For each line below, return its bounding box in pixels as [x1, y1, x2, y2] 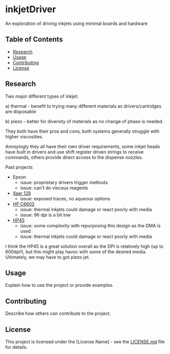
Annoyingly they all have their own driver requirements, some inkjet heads [5, 143, 160, 150]
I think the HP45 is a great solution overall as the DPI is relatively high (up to [5, 243, 164, 249]
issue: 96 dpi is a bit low [20, 212, 71, 218]
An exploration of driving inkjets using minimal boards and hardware [5, 20, 148, 26]
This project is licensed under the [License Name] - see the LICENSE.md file [5, 339, 165, 344]
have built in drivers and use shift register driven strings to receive [5, 149, 144, 155]
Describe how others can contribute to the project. [5, 310, 111, 316]
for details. [5, 344, 28, 350]
